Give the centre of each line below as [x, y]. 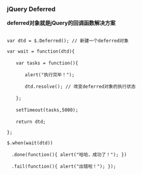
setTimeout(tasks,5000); [47, 110]
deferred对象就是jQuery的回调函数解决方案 [61, 23]
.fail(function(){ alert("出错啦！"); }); [64, 167]
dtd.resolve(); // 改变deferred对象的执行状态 [80, 87]
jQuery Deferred [31, 9]
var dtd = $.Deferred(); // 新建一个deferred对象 [68, 41]
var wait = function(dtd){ [41, 51]
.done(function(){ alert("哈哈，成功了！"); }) [69, 155]
